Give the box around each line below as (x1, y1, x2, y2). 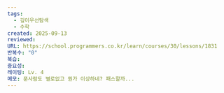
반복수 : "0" (7, 50, 38, 57)
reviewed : (7, 36, 36, 43)
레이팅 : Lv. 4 (7, 69, 44, 76)
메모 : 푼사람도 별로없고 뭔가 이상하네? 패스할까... (7, 75, 135, 83)
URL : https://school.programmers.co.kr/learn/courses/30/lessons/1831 (7, 43, 218, 50)
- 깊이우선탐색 (13, 17, 49, 24)
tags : (7, 10, 23, 17)
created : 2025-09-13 (7, 29, 68, 37)
